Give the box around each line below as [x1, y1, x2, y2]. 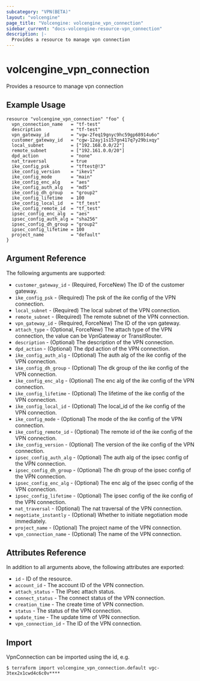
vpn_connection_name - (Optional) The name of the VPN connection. [14, 530, 182, 537]
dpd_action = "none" [11, 153, 93, 159]
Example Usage [6, 100, 66, 110]
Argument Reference [6, 253, 86, 263]
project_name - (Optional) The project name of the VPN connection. [14, 524, 182, 531]
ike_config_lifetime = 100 [11, 195, 85, 201]
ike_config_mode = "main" [11, 174, 93, 180]
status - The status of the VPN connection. [14, 607, 122, 614]
